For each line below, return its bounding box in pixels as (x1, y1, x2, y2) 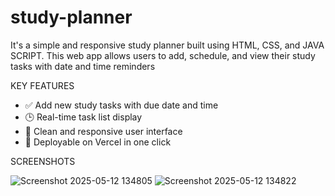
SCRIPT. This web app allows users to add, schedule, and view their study (10, 49, 316, 61)
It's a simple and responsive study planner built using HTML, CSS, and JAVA (10, 39, 325, 51)
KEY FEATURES (10, 79, 75, 91)
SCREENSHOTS (10, 155, 76, 167)
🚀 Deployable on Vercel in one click (24, 136, 172, 148)
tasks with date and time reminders (10, 60, 156, 72)
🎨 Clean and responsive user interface (24, 125, 183, 137)
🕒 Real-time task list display (24, 111, 143, 123)
